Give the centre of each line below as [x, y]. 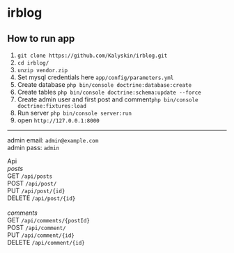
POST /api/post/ [32, 183]
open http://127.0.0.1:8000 [58, 120]
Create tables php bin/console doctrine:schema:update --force [109, 92]
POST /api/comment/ [37, 228]
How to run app [41, 39]
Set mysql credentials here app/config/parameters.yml [95, 77]
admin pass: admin [33, 148]
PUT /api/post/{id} [36, 190]
